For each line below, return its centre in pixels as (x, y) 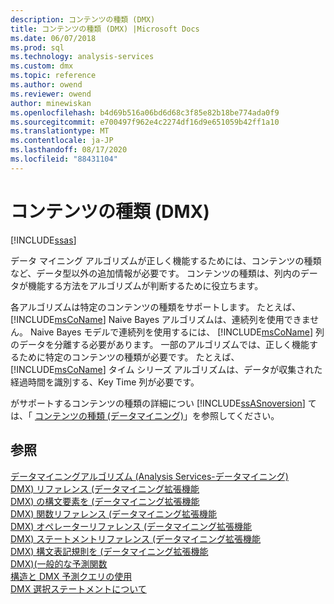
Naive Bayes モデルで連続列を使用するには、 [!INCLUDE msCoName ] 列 (177, 332)
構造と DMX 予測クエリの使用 (71, 576)
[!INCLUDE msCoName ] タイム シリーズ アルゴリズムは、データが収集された (166, 369)
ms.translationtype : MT (60, 131)
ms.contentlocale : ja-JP (62, 141)
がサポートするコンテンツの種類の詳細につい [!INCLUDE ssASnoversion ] (158, 403)
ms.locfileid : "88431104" (64, 159)
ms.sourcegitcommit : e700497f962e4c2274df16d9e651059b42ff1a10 (145, 122)
